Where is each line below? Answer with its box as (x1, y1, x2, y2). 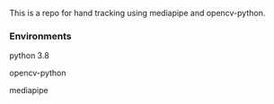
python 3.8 (9, 50, 49, 61)
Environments (9, 30, 72, 42)
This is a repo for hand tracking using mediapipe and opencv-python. (9, 8, 266, 18)
